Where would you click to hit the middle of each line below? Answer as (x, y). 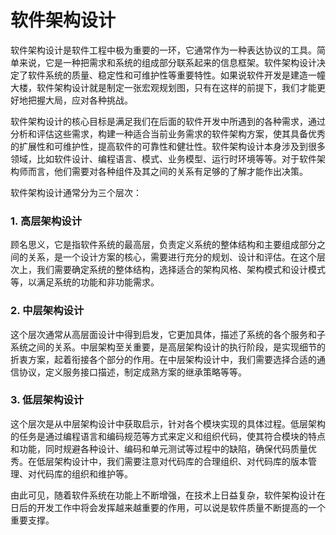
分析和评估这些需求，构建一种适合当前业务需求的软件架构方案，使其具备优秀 (168, 133)
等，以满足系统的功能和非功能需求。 (85, 282)
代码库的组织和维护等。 (84, 473)
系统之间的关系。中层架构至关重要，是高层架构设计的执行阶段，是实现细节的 (168, 347)
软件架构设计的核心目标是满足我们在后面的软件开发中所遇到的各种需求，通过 (168, 121)
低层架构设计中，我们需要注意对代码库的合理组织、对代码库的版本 (172, 461)
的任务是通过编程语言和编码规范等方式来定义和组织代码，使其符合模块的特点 (168, 436)
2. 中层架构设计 (47, 311)
